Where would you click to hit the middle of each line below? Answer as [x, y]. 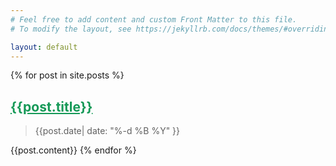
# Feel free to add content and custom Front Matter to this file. [154, 19]
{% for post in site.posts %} [67, 75]
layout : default [44, 47]
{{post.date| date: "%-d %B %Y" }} [107, 131]
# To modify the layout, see [71, 29]
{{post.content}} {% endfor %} [73, 150]
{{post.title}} [51, 106]
